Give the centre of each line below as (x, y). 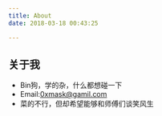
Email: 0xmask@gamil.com (63, 94)
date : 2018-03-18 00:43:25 (53, 23)
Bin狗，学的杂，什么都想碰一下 (71, 86)
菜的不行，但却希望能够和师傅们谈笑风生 (87, 104)
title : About (30, 16)
